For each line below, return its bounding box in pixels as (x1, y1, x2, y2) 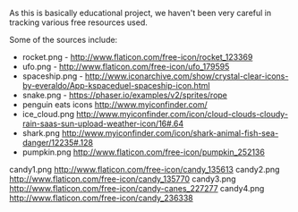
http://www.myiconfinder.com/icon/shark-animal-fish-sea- (61, 128, 279, 138)
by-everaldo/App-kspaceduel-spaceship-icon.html (21, 81, 210, 90)
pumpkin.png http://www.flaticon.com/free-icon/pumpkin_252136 (21, 147, 266, 157)
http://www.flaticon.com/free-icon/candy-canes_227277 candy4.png (9, 183, 265, 193)
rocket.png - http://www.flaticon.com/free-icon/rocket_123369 (21, 52, 253, 62)
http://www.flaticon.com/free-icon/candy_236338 (9, 192, 194, 203)
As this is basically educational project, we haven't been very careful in (9, 8, 272, 18)
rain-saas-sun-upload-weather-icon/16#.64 (21, 118, 184, 129)
